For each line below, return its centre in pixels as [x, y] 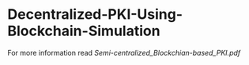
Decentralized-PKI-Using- [95, 14]
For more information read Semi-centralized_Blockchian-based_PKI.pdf [124, 52]
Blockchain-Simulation [84, 31]
